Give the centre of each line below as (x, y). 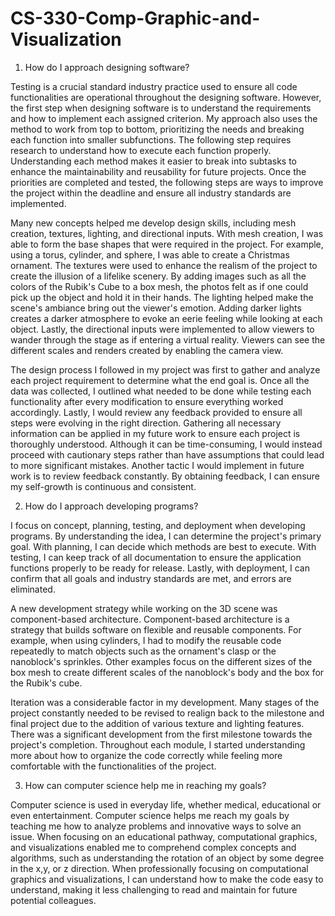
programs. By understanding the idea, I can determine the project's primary (166, 536)
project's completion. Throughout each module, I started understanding (158, 744)
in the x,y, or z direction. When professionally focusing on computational (159, 868)
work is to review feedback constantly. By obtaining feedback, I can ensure (165, 476)
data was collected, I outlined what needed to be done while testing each (161, 391)
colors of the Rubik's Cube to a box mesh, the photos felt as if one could (159, 286)
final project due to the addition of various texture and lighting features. (157, 723)
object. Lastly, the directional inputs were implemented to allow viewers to (162, 329)
